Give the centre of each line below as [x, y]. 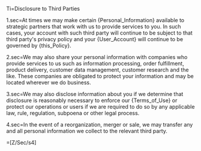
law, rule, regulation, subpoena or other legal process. [73, 113]
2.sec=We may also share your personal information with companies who [97, 57]
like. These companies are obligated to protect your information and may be [100, 76]
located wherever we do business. [49, 82]
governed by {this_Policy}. [39, 45]
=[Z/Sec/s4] [21, 142]
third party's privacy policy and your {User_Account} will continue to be [95, 39]
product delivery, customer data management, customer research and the [97, 70]
